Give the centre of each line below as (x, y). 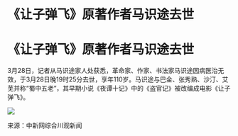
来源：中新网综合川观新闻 (45, 125)
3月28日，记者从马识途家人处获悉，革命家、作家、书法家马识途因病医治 (113, 71)
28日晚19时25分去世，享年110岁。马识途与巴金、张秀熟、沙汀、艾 (132, 79)
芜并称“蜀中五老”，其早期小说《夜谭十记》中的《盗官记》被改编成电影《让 (116, 89)
